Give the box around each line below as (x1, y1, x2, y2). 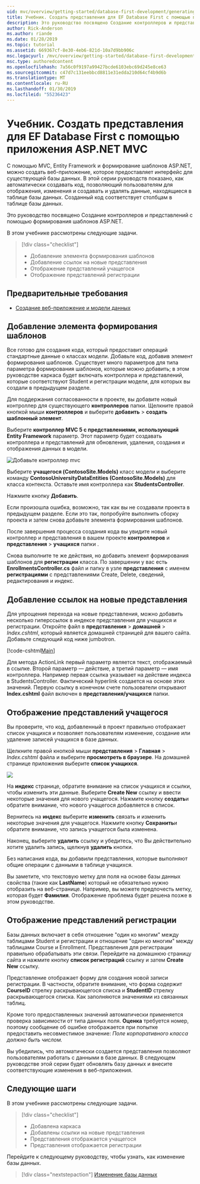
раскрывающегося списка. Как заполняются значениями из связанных (7, 993, 189, 1000)
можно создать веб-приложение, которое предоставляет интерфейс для (7, 168, 193, 175)
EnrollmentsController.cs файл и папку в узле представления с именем (7, 565, 190, 572)
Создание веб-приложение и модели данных (15, 304, 131, 311)
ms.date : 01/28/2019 (7, 36, 58, 42)
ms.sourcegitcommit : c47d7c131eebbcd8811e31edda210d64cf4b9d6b (7, 70, 167, 75)
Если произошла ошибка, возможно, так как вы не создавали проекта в (7, 504, 191, 511)
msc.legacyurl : (7, 53, 45, 59)
